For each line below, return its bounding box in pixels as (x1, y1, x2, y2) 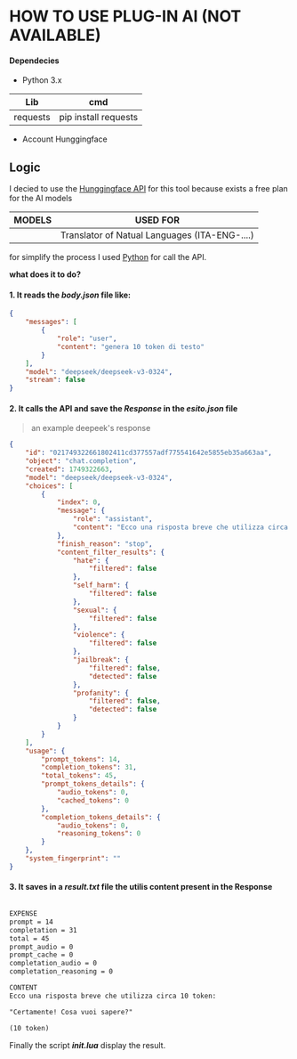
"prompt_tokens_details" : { (41, 779, 145, 789)
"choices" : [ (25, 481, 74, 491)
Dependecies (9, 55, 60, 66)
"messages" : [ (25, 318, 77, 327)
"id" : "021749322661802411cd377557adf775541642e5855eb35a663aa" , (25, 448, 273, 458)
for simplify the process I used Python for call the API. (9, 252, 207, 263)
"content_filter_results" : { (56, 548, 165, 557)
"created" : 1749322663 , (25, 465, 114, 474)
